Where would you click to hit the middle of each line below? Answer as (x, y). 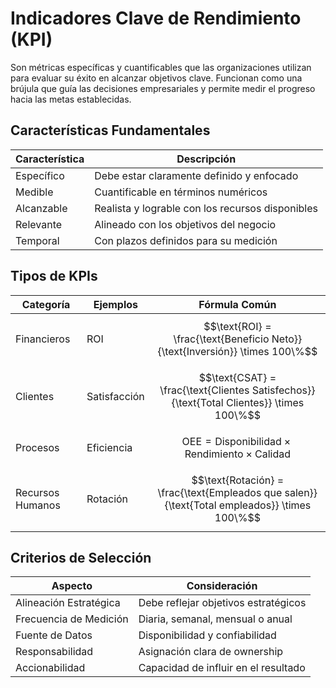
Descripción (206, 159)
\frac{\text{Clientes (204, 390)
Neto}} (287, 339)
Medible (34, 192)
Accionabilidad (50, 668)
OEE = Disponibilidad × (236, 441)
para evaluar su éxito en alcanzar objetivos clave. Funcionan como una (156, 78)
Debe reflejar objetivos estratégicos (222, 603)
